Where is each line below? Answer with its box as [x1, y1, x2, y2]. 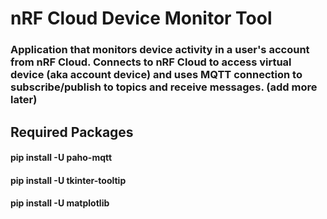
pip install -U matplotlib [10, 197, 110, 209]
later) [10, 93, 38, 107]
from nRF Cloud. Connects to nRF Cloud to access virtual [10, 55, 292, 69]
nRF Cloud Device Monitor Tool [10, 7, 273, 30]
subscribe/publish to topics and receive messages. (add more [10, 80, 318, 94]
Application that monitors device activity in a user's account [10, 43, 310, 57]
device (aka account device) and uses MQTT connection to [10, 68, 303, 82]
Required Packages [10, 123, 134, 141]
